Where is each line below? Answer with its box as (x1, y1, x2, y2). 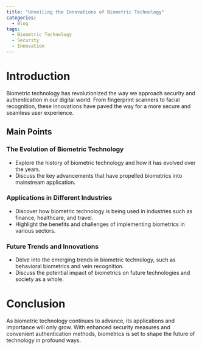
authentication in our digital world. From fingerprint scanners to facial (6, 96, 180, 103)
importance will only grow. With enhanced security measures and (6, 324, 170, 331)
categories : (6, 15, 37, 21)
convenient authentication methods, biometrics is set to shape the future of (6, 330, 195, 338)
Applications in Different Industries (6, 194, 113, 202)
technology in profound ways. (6, 337, 81, 344)
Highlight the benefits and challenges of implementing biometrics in (15, 221, 186, 228)
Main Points (6, 126, 52, 137)
